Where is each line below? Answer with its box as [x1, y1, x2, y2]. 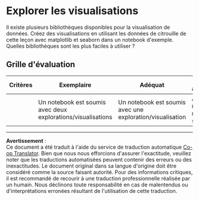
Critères [9, 81, 33, 89]
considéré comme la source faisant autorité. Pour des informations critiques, [6, 168, 193, 175]
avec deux [38, 105, 68, 113]
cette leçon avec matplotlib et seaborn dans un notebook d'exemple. [6, 36, 174, 43]
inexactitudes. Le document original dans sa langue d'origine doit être [6, 162, 176, 169]
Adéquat [139, 81, 165, 89]
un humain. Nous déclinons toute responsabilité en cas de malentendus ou [6, 181, 188, 188]
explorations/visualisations [38, 113, 113, 121]
